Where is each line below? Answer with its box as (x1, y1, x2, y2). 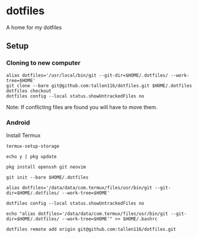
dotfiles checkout (6, 88, 52, 94)
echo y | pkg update (6, 153, 58, 160)
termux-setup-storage (6, 143, 60, 149)
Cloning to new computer (6, 59, 81, 67)
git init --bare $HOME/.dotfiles (6, 174, 89, 180)
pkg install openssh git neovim (6, 164, 86, 170)
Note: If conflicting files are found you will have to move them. (6, 103, 158, 110)
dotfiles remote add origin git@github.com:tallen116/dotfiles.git (6, 226, 177, 232)
